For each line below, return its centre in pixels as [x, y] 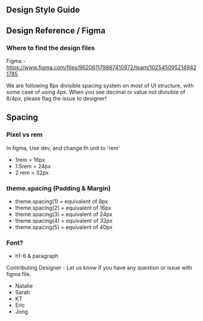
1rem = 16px [30, 159]
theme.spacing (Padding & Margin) [59, 188]
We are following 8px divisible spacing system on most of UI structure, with [100, 86]
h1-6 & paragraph [37, 256]
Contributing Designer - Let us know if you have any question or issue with [99, 268]
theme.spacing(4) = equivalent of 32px [64, 221]
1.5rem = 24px [33, 166]
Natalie [24, 286]
